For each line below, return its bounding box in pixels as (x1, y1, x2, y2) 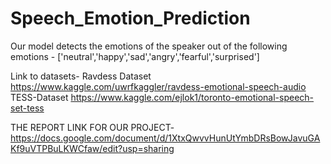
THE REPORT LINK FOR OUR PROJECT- (10, 121, 175, 133)
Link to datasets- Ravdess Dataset (10, 70, 152, 82)
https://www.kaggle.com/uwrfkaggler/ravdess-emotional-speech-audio (10, 80, 307, 92)
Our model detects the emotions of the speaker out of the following (10, 40, 288, 52)
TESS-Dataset (10, 91, 69, 103)
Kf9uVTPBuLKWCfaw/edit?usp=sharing (10, 142, 175, 154)
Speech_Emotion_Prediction (10, 7, 251, 30)
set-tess (10, 102, 45, 114)
